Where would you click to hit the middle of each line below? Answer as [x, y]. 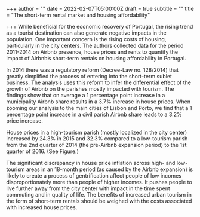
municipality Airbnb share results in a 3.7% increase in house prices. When [99, 102]
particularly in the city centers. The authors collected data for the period [95, 45]
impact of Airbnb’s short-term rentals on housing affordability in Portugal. [96, 58]
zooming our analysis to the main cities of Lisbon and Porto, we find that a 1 [99, 108]
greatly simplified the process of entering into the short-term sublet [89, 76]
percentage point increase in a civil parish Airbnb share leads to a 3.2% [94, 114]
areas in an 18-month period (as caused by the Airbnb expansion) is [109, 169]
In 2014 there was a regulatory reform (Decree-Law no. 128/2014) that [93, 70]
